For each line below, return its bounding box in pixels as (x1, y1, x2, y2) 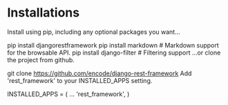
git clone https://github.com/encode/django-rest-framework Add (7, 69, 192, 77)
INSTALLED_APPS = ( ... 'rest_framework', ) (7, 90, 130, 98)
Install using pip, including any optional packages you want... (7, 28, 181, 36)
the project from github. (7, 55, 75, 64)
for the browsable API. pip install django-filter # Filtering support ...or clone (7, 48, 221, 57)
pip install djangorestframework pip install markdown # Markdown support (7, 41, 219, 49)
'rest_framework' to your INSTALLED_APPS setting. (7, 76, 153, 84)
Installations (7, 5, 80, 21)
